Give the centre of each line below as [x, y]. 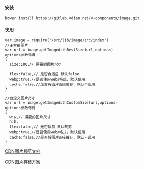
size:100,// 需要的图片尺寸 [36, 65]
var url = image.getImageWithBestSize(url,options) [59, 50]
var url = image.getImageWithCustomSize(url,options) [61, 103]
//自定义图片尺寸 [20, 98]
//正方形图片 [16, 46]
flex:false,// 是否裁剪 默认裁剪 [41, 127]
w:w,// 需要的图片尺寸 [30, 117]
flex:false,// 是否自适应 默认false [44, 74]
